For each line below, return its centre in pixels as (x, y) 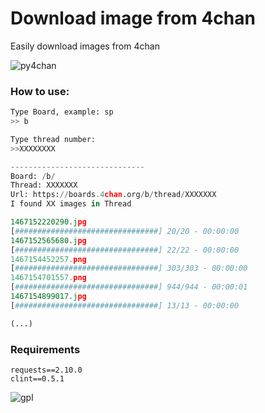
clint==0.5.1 (37, 379)
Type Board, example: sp (62, 112)
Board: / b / (33, 176)
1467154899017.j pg (48, 297)
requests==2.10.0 (46, 370)
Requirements (45, 349)
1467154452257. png (48, 259)
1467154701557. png (48, 278)
